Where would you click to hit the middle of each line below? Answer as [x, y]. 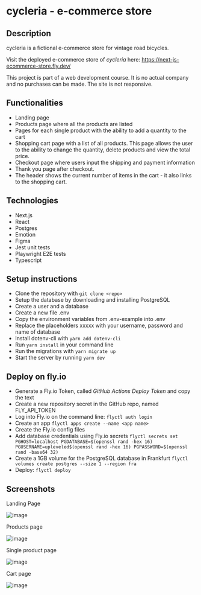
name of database [37, 332]
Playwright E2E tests [40, 253]
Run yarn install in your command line [64, 345]
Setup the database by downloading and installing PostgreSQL [92, 300]
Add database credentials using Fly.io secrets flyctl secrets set [97, 436]
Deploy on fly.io [36, 376]
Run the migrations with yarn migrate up [65, 351]
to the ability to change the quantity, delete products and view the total [103, 150]
